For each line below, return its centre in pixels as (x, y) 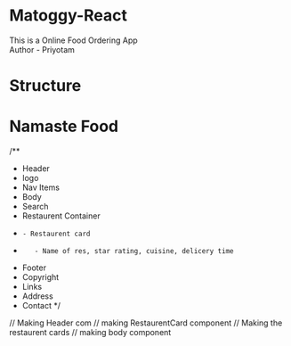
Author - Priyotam (42, 49)
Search (35, 207)
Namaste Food (64, 127)
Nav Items (41, 187)
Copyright (40, 277)
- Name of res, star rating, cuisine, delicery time (134, 251)
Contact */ (41, 306)
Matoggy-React (68, 16)
